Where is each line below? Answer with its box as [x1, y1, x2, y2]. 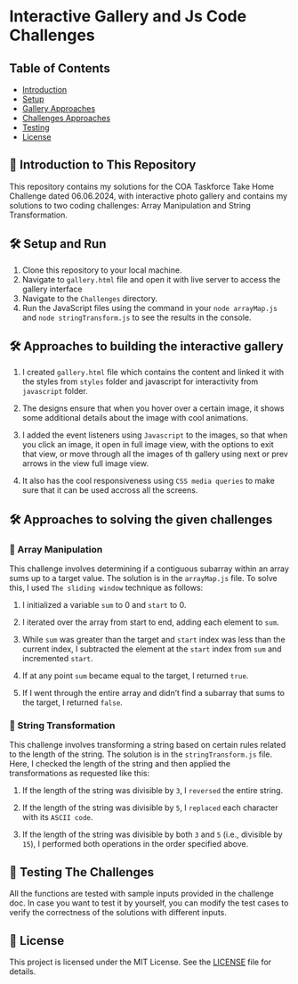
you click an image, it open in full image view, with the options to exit [21, 439, 274, 450]
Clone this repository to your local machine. [21, 265, 182, 275]
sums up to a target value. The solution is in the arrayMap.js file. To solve [9, 573, 278, 584]
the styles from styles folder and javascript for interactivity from [21, 376, 259, 387]
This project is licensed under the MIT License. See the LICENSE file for [9, 956, 272, 968]
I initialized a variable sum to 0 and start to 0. [21, 600, 187, 611]
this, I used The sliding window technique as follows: [9, 582, 204, 594]
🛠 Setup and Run [9, 236, 107, 251]
